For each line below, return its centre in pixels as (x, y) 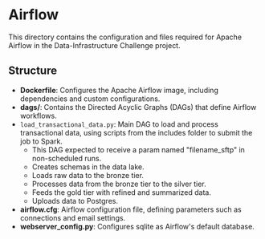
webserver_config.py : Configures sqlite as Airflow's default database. (137, 226)
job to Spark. (41, 141)
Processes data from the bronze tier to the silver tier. (119, 184)
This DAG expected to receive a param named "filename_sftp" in (138, 149)
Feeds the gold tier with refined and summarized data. (121, 192)
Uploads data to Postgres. (75, 201)
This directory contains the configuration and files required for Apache (125, 37)
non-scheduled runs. (67, 158)
